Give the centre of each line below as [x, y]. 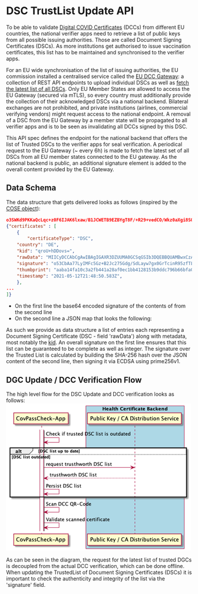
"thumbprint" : [34, 270]
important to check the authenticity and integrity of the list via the [85, 578]
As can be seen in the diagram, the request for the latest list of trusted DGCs [99, 560]
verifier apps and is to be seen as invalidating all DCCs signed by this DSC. [97, 126]
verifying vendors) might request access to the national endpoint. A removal [98, 114]
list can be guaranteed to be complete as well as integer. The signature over [98, 349]
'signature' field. [26, 585]
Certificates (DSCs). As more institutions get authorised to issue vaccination [98, 46]
